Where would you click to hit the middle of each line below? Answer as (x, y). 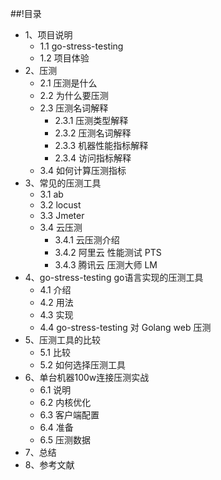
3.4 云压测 (61, 227)
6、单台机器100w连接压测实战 (87, 377)
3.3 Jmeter (62, 215)
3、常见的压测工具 (63, 183)
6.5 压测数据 (65, 440)
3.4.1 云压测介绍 (87, 240)
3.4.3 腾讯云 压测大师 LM (106, 265)
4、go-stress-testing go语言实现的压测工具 (114, 277)
